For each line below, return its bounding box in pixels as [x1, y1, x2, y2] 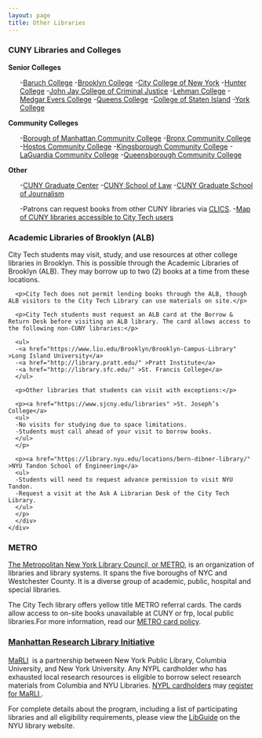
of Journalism [19, 189, 65, 198]
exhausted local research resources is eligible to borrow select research [8, 672, 242, 681]
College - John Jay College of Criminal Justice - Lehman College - [19, 86, 231, 95]
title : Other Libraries [8, 19, 86, 27]
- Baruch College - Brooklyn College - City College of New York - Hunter [19, 78, 247, 87]
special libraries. [8, 585, 61, 594]
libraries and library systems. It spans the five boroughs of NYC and [8, 568, 227, 578]
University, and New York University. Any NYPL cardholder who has [8, 663, 227, 673]
